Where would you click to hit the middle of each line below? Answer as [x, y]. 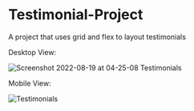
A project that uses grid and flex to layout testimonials [97, 37]
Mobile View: [30, 83]
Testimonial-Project [76, 15]
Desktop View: [32, 52]
